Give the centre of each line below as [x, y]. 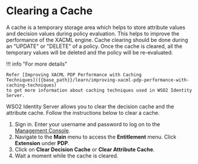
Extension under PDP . [42, 143]
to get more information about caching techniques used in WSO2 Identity [99, 90]
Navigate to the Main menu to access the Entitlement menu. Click [95, 137]
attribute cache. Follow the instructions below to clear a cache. [83, 112]
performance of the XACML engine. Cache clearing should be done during [97, 40]
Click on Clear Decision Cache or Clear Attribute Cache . [85, 149]
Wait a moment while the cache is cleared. [66, 156]
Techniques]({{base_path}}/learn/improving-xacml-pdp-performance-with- [98, 80]
